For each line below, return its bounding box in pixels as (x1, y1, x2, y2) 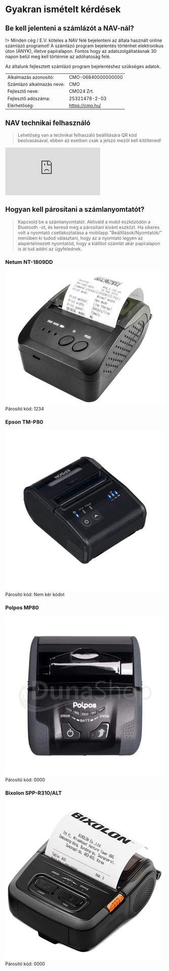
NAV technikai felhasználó (5, 119, 91, 127)
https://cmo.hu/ (69, 102, 101, 108)
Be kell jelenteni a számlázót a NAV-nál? (5, 24, 134, 33)
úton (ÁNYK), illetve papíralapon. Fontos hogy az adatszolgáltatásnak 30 (5, 48, 157, 54)
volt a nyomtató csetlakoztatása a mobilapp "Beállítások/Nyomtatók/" (17, 229, 162, 236)
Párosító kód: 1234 (5, 406, 45, 412)
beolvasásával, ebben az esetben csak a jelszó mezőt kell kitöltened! (17, 137, 161, 143)
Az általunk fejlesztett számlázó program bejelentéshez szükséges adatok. (5, 64, 161, 69)
